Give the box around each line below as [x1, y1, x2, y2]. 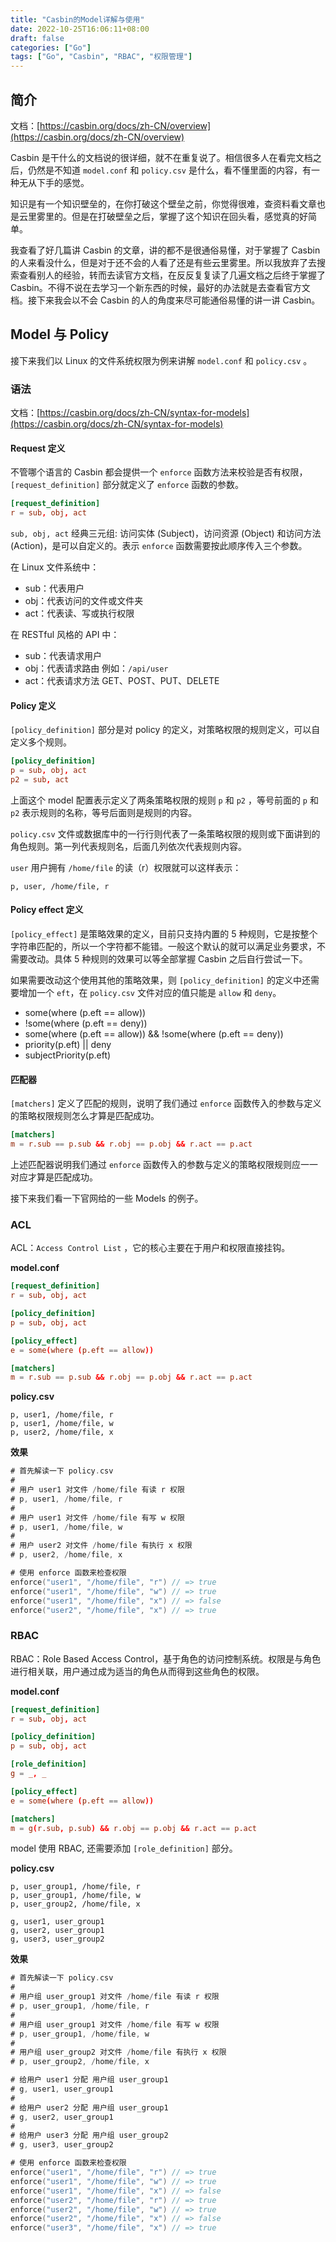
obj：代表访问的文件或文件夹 [24, 595, 144, 606]
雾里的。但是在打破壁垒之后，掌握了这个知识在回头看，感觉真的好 [36, 210, 308, 222]
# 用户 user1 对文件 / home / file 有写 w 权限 [10, 1512, 185, 1523]
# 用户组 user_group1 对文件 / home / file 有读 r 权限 [10, 1992, 220, 2002]
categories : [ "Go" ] [10, 42, 92, 53]
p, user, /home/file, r [10, 881, 110, 891]
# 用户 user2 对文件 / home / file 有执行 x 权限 [10, 1541, 193, 1551]
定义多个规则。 [10, 736, 72, 748]
